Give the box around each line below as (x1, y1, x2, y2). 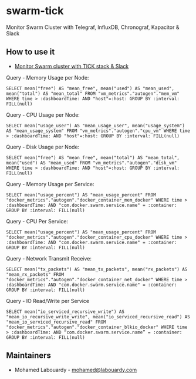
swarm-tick (6, 4, 64, 18)
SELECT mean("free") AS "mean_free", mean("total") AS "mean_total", (6, 154, 180, 160)
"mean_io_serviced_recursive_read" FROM (6, 319, 107, 325)
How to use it (6, 47, 55, 57)
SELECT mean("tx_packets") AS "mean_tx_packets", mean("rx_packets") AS (6, 266, 188, 272)
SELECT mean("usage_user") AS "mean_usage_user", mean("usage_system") (6, 123, 185, 128)
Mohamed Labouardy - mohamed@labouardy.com (14, 366, 137, 373)
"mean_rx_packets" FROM (6, 271, 65, 278)
